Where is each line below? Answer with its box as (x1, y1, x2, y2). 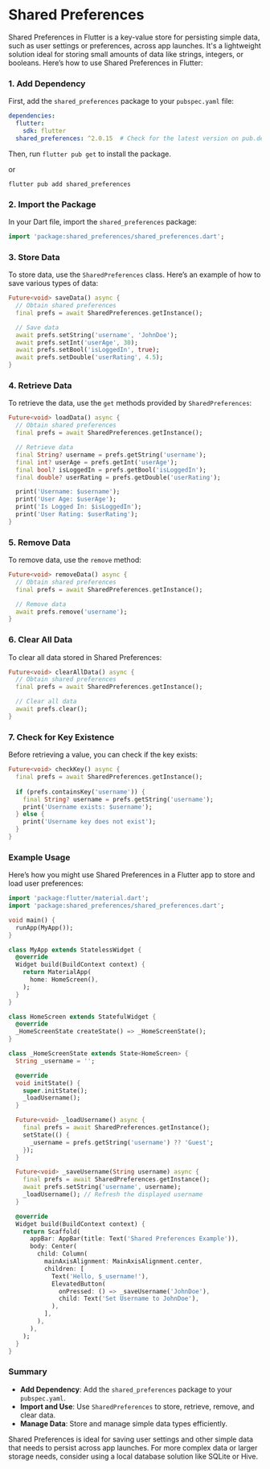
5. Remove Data (8, 537, 71, 548)
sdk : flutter (22, 126, 67, 134)
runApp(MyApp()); (15, 923, 74, 931)
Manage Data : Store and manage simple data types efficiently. (19, 1418, 227, 1428)
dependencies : (8, 112, 56, 120)
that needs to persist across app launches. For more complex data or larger (8, 1442, 258, 1452)
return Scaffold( (22, 1228, 81, 1236)
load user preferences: (8, 879, 84, 889)
